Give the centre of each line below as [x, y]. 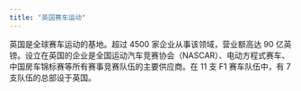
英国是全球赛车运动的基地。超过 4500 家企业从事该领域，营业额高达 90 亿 [147, 44]
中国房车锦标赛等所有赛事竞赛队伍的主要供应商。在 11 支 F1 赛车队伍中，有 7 [150, 66]
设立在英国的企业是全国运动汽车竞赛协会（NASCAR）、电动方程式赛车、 [157, 55]
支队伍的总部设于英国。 [53, 78]
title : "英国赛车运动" [48, 17]
